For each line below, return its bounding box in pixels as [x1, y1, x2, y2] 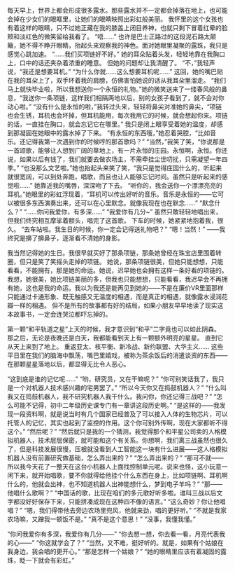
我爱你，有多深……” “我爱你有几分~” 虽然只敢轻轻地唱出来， [48, 207, 222, 216]
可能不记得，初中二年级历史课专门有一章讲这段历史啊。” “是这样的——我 [13, 401, 220, 409]
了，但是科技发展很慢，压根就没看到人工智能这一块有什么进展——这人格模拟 [7, 445, 228, 453]
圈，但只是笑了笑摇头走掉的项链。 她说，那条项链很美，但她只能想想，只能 [7, 258, 224, 266]
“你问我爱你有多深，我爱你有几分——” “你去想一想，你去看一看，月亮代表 [7, 530, 220, 538]
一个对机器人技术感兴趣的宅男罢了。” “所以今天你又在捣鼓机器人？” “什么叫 [13, 384, 227, 392]
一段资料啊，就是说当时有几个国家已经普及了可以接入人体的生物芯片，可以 [13, 410, 228, 418]
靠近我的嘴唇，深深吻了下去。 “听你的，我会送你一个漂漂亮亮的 [40, 181, 222, 189]
